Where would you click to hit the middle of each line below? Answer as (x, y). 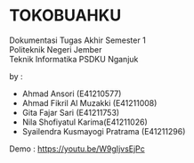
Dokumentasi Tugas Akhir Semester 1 (78, 40)
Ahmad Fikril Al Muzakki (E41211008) (89, 102)
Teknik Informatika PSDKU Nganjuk (74, 59)
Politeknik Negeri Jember (56, 49)
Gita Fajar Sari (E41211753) (71, 112)
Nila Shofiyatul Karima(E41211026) (85, 122)
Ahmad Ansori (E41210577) (72, 94)
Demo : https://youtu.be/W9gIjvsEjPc (77, 149)
